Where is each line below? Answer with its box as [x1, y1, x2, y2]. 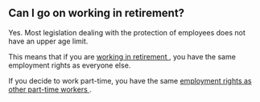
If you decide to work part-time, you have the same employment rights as [8, 75, 252, 85]
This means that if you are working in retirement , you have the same [8, 51, 236, 61]
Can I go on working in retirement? [8, 6, 185, 20]
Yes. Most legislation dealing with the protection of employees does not [8, 27, 246, 37]
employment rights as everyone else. [8, 60, 131, 70]
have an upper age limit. [8, 36, 89, 46]
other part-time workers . [8, 84, 93, 94]
